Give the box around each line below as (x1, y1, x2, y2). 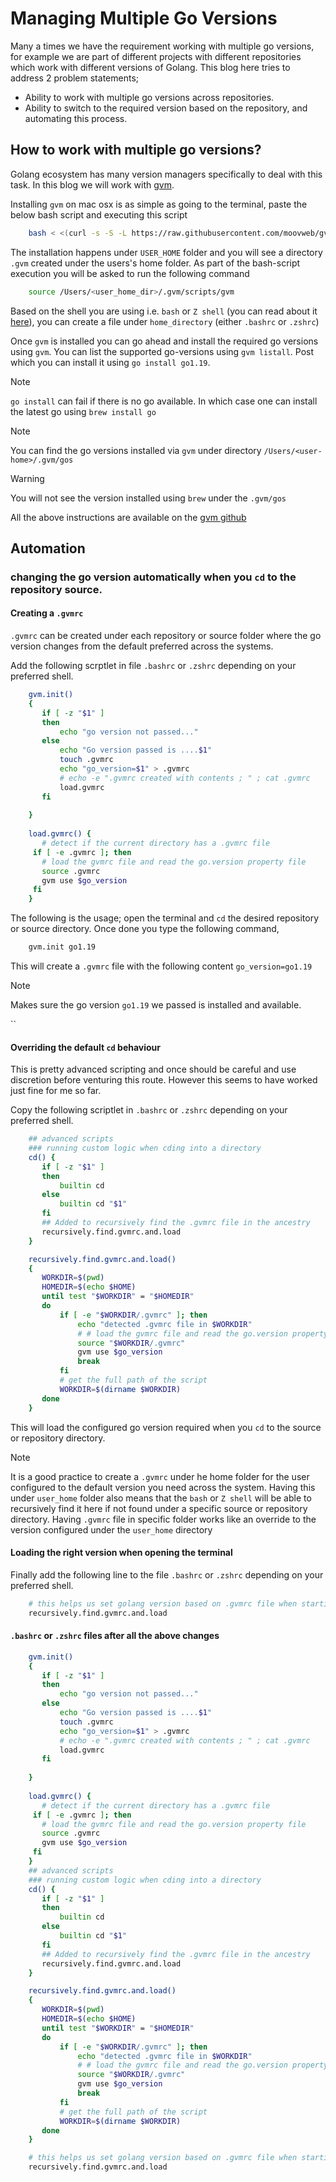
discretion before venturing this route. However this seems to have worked (10, 1074, 318, 1086)
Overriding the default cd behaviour (10, 1041, 162, 1053)
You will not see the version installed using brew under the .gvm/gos (10, 492, 287, 504)
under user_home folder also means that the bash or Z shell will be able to (10, 1492, 312, 1504)
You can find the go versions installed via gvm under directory (10, 444, 262, 456)
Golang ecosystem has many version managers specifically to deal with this (10, 168, 323, 180)
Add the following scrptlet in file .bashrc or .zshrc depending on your (10, 660, 297, 672)
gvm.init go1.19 (28, 942, 97, 952)
